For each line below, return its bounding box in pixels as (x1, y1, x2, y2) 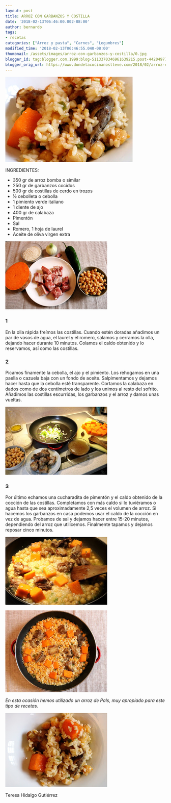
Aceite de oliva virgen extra (12, 231, 70, 237)
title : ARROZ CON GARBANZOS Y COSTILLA (5, 13, 90, 19)
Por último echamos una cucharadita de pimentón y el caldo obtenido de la (5, 494, 163, 500)
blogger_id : (5, 57, 31, 62)
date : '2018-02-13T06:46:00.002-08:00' (5, 19, 90, 24)
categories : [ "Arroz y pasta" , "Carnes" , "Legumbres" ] (5, 41, 124, 46)
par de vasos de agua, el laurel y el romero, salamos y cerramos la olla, (5, 334, 154, 340)
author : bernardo (5, 24, 42, 30)
